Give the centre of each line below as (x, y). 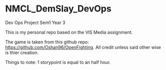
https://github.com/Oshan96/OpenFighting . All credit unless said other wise (83, 47)
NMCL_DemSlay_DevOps (58, 9)
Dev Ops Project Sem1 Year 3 (35, 22)
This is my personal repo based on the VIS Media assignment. (69, 32)
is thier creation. (22, 52)
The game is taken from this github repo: (47, 42)
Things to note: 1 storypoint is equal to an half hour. (58, 62)
